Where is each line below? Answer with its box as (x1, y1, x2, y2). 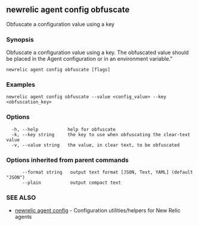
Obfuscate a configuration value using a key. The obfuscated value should (6, 49, 189, 56)
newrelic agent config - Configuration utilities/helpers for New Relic (14, 207, 181, 214)
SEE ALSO (6, 193, 36, 202)
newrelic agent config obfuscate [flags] (6, 67, 111, 73)
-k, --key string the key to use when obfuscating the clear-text (11, 131, 191, 137)
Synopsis (6, 35, 34, 43)
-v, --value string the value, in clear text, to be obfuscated (11, 142, 180, 148)
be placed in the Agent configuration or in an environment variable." (6, 55, 173, 62)
